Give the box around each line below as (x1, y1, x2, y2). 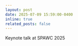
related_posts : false (5, 21, 51, 26)
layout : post (5, 7, 33, 12)
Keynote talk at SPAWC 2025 (5, 35, 65, 41)
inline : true (5, 16, 33, 21)
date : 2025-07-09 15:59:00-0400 (5, 12, 73, 17)
